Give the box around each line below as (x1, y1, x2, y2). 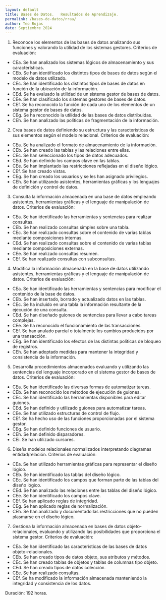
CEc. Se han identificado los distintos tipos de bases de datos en (12, 80, 145, 87)
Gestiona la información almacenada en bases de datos (12, 524, 126, 530)
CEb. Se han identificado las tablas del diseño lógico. (12, 472, 121, 478)
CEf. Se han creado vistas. (12, 168, 66, 174)
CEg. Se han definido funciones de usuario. (12, 426, 102, 432)
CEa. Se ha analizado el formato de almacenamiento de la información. (12, 142, 157, 148)
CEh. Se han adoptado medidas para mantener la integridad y (12, 349, 139, 355)
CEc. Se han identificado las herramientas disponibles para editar (12, 395, 146, 401)
